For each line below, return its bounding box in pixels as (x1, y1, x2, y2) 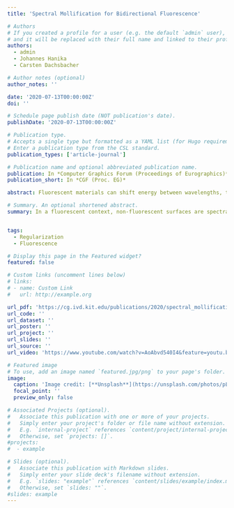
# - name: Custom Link (7, 285, 73, 292)
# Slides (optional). (7, 458, 70, 465)
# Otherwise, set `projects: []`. (7, 433, 114, 440)
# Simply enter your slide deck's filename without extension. (7, 471, 201, 478)
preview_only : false (13, 394, 73, 401)
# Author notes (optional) (7, 74, 86, 81)
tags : (7, 227, 23, 234)
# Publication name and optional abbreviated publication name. (7, 163, 198, 171)
